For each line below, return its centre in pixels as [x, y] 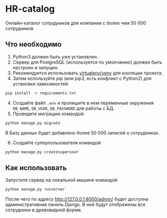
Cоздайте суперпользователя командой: [57, 143]
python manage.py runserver [35, 189]
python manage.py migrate [33, 123]
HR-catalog [30, 9]
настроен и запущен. [35, 67]
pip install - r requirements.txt [41, 93]
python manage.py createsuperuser [42, 152]
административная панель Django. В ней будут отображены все [75, 205]
